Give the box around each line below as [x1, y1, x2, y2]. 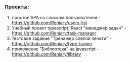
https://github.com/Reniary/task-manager [11, 31, 97, 36]
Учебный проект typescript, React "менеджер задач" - [11, 25, 127, 31]
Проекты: [4, 3, 29, 10]
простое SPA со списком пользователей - [11, 15, 101, 21]
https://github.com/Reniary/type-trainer [11, 41, 92, 47]
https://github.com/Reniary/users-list [11, 20, 87, 26]
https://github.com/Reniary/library [11, 51, 81, 57]
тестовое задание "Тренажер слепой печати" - [11, 35, 112, 41]
